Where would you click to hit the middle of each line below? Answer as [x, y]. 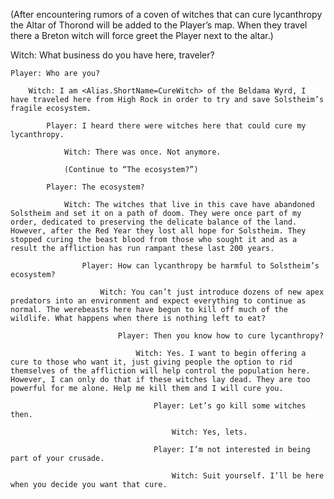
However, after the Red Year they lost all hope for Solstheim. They [158, 231]
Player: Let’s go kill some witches [230, 406]
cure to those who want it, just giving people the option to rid [151, 362]
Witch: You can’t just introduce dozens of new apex [212, 292]
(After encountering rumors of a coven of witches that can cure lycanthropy [166, 14]
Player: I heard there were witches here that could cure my [176, 126]
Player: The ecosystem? [95, 187]
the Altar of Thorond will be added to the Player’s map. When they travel [159, 25]
